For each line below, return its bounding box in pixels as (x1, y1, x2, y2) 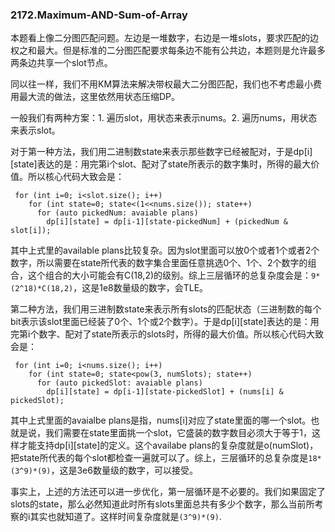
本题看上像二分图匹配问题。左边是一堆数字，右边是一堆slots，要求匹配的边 (10, 32, 320, 44)
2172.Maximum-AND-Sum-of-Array (10, 8, 188, 22)
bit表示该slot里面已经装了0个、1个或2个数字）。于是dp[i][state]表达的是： (10, 316, 311, 328)
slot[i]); (10, 226, 52, 236)
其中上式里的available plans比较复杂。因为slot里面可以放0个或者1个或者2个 (10, 244, 320, 257)
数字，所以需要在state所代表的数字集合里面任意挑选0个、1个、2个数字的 (10, 257, 308, 269)
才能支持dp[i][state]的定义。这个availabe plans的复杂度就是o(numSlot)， (18, 439, 319, 452)
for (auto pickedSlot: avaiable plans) (36, 378, 203, 388)
